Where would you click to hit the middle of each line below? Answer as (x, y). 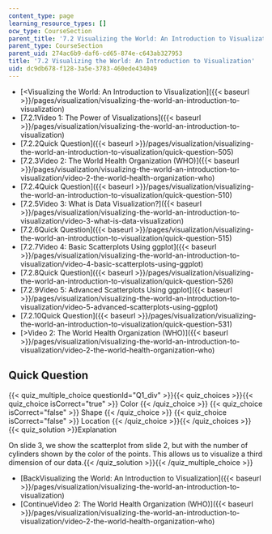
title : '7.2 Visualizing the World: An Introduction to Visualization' (132, 62)
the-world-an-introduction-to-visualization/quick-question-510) (126, 194)
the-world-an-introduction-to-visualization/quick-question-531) (126, 324)
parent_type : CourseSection (56, 46)
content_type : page (41, 16)
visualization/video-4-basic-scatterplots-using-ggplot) (112, 263)
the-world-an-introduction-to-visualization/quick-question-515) (126, 238)
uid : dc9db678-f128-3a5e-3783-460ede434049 (83, 69)
